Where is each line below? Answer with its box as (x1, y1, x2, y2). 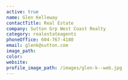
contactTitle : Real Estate (6, 20, 74, 26)
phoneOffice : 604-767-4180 (6, 37, 74, 43)
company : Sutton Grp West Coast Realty (6, 25, 106, 32)
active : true (6, 8, 39, 15)
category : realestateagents (6, 31, 77, 37)
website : (6, 59, 28, 65)
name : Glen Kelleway (6, 14, 58, 20)
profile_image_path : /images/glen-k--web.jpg (6, 64, 122, 71)
